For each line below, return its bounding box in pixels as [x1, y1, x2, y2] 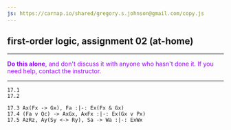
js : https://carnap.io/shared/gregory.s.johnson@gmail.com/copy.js [7, 10, 205, 17]
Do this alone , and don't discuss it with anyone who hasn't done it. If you [7, 60, 214, 68]
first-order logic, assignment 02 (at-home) [7, 36, 194, 47]
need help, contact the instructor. [7, 67, 102, 75]
